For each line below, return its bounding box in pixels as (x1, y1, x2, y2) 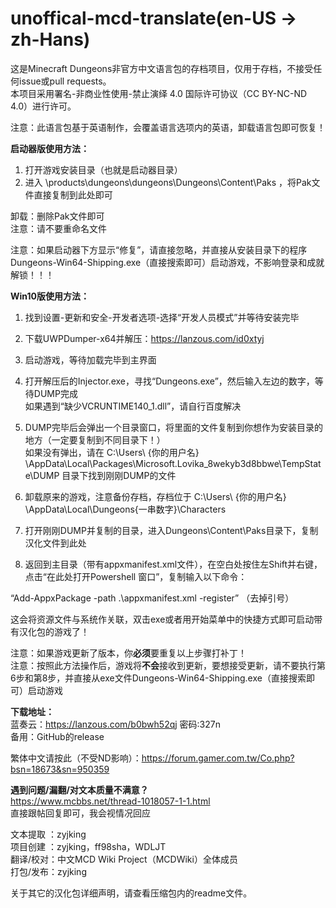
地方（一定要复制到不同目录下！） (24, 433, 166, 446)
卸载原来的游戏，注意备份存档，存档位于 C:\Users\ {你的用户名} (24, 490, 287, 502)
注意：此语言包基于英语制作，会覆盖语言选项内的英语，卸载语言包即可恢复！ (10, 121, 326, 133)
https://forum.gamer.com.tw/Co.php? (141, 752, 295, 764)
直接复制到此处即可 (33, 188, 113, 201)
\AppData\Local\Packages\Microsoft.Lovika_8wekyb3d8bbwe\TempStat (24, 457, 322, 469)
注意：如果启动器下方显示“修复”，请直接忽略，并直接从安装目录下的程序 (10, 243, 308, 256)
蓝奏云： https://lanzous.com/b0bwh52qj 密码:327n (10, 718, 221, 730)
